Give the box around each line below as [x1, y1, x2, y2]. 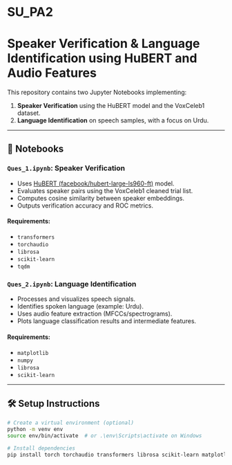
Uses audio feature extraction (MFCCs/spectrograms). [17, 309, 173, 318]
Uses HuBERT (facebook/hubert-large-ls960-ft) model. [17, 179, 175, 188]
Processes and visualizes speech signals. [17, 295, 136, 303]
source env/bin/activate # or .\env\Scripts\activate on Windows [7, 432, 202, 439]
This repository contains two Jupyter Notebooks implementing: [7, 88, 187, 97]
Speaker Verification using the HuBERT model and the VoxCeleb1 [17, 102, 205, 110]
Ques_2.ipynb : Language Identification [7, 279, 137, 289]
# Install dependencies [7, 444, 76, 452]
